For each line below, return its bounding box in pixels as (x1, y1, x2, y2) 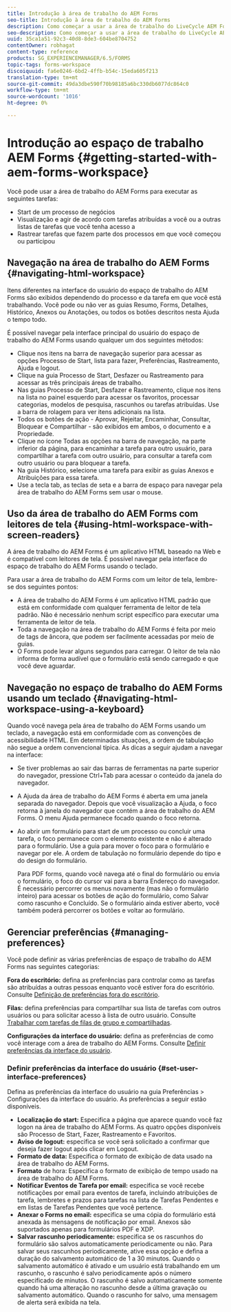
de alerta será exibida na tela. (16, 1298, 101, 1306)
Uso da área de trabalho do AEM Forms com (7, 508, 199, 520)
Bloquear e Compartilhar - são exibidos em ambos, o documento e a (16, 422, 211, 430)
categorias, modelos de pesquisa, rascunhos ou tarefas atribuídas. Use (16, 400, 219, 408)
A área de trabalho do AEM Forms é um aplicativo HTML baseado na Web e (7, 547, 221, 556)
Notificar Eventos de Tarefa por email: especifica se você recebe (16, 1181, 205, 1190)
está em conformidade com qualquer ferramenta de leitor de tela (16, 603, 201, 612)
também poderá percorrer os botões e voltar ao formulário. (16, 906, 185, 915)
